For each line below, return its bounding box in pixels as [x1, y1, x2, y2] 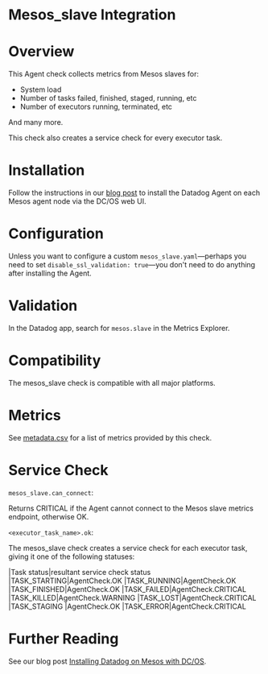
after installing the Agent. [8, 268, 93, 278]
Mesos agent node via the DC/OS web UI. [8, 196, 146, 206]
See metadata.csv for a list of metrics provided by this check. [8, 432, 212, 442]
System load [19, 85, 62, 94]
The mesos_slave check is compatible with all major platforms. [8, 378, 216, 387]
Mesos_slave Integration [8, 6, 176, 24]
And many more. [8, 118, 64, 127]
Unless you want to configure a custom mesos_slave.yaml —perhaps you [8, 251, 247, 261]
